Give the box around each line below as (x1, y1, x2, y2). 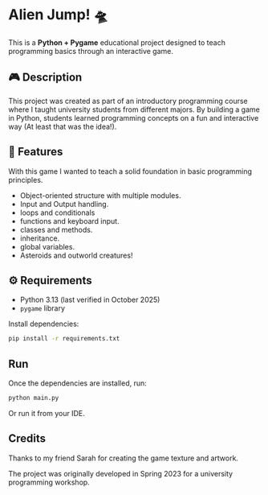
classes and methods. (19, 225, 93, 234)
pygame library (19, 303, 66, 313)
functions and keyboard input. (19, 216, 120, 225)
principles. (8, 175, 43, 184)
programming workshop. (8, 477, 90, 487)
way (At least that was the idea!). (8, 122, 117, 131)
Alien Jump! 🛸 (8, 6, 108, 24)
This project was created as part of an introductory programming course (8, 96, 248, 105)
